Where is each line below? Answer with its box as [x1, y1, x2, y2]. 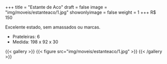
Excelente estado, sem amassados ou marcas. [5, 24, 101, 30]
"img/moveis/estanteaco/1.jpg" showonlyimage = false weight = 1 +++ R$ [5, 9, 156, 15]
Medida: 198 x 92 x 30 [12, 39, 58, 45]
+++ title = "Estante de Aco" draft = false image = [5, 4, 107, 10]
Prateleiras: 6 [12, 34, 40, 39]
